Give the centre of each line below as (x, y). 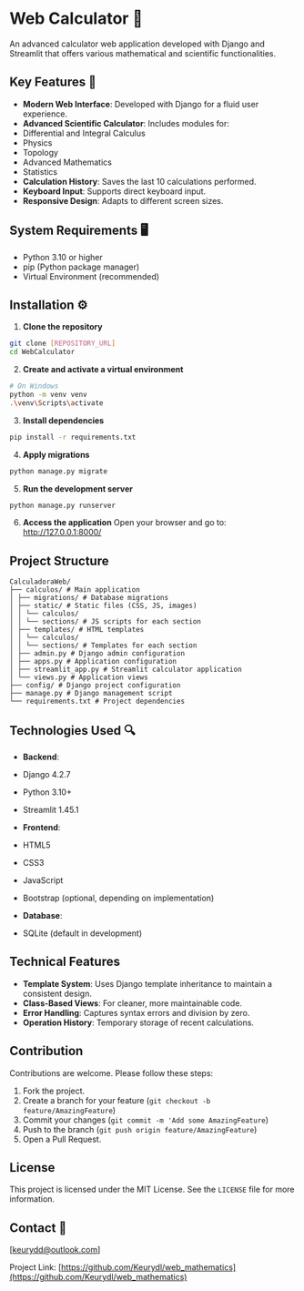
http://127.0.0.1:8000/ (62, 533)
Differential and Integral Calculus (84, 133)
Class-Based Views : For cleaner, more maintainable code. (132, 1003)
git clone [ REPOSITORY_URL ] (63, 344)
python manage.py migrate (58, 471)
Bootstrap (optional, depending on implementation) (118, 898)
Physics (37, 142)
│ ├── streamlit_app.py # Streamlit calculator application (126, 670)
